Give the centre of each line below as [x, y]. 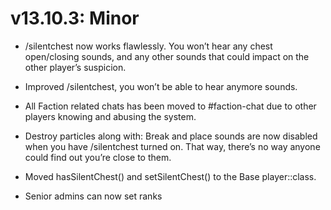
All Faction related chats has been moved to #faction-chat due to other [170, 106]
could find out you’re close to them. [98, 157]
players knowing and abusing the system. [110, 116]
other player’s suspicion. [75, 67]
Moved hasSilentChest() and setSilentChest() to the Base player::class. [170, 176]
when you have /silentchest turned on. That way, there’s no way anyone [172, 146]
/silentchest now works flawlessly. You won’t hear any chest [148, 46]
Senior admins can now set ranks [93, 196]
